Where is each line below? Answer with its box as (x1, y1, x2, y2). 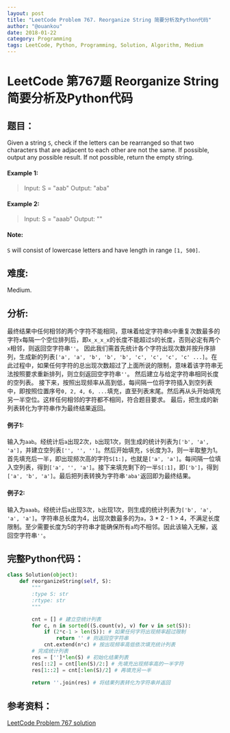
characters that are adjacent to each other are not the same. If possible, (7, 146, 210, 154)
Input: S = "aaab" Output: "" (23, 215, 103, 223)
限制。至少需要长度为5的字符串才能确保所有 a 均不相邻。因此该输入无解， (7, 522, 212, 531)
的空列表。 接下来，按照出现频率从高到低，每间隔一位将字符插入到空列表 (7, 378, 213, 387)
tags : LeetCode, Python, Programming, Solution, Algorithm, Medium (7, 42, 204, 49)
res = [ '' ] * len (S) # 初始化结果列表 (31, 654, 129, 661)
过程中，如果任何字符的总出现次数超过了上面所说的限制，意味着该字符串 (12, 361, 217, 370)
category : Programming (7, 36, 72, 42)
